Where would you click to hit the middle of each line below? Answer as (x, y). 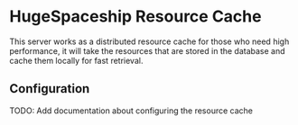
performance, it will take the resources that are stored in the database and (148, 50)
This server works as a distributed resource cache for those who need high (149, 41)
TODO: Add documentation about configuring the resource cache (131, 111)
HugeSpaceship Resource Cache (135, 17)
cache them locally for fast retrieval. (76, 60)
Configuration (50, 89)
